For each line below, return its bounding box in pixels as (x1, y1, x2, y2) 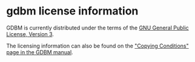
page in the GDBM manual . (6, 48, 74, 55)
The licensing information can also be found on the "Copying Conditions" (6, 42, 189, 49)
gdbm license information (6, 4, 139, 18)
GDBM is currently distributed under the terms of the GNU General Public (6, 24, 189, 31)
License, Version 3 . (6, 30, 55, 37)
